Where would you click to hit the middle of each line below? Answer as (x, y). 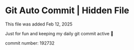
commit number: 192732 (30, 43)
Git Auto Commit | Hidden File (67, 11)
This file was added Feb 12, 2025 (39, 24)
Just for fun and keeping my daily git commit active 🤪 (59, 33)
